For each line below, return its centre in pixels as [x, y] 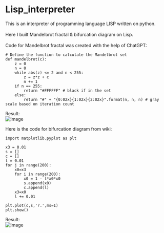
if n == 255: [28, 86]
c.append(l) [37, 187]
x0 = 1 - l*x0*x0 [42, 178]
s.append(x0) [38, 183]
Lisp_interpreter [40, 9]
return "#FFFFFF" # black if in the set [67, 91]
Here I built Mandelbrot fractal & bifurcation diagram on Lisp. [69, 34]
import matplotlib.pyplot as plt [41, 138]
